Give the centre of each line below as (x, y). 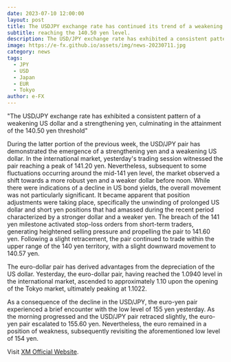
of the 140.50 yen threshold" (47, 131)
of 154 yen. (23, 338)
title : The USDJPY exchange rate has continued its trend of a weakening (115, 26)
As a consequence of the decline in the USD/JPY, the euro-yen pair (102, 302)
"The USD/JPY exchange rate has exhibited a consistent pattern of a (104, 116)
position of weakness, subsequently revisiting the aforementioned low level (114, 331)
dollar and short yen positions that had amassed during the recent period (111, 210)
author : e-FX (26, 97)
